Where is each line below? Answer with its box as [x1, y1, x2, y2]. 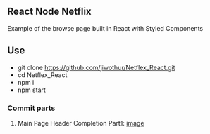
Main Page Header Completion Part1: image [17, 119, 144, 127]
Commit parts [7, 103, 56, 113]
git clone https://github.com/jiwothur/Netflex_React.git [17, 63, 175, 72]
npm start [17, 86, 46, 94]
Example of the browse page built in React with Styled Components [7, 24, 203, 32]
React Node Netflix [7, 6, 92, 18]
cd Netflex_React [17, 70, 68, 79]
